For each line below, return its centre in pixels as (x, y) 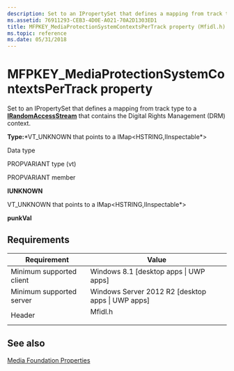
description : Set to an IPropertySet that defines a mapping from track (115, 14)
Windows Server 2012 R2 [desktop (148, 291)
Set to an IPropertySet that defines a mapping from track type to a (102, 108)
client (20, 280)
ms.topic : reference (37, 33)
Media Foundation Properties (49, 360)
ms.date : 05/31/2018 (37, 40)
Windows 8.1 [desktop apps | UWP (148, 271)
